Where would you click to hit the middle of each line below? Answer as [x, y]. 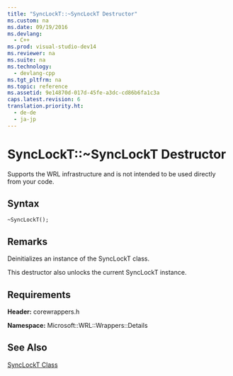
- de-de [25, 113]
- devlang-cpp [34, 73]
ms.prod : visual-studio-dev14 [52, 47]
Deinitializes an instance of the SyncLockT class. [79, 258]
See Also [27, 348]
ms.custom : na [28, 21]
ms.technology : [30, 67]
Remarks [28, 241]
